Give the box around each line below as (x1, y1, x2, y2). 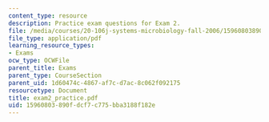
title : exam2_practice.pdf (8, 94, 98, 102)
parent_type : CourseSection (8, 71, 102, 79)
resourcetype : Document (8, 86, 88, 95)
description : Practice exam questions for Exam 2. (8, 19, 181, 27)
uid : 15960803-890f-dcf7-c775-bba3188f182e (8, 101, 156, 109)
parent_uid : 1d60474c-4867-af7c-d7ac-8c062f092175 (8, 79, 181, 87)
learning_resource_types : (8, 42, 94, 50)
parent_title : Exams (8, 64, 78, 72)
